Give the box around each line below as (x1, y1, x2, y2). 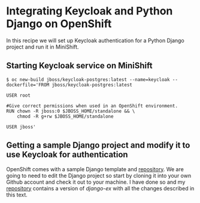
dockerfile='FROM (6, 82, 50, 88)
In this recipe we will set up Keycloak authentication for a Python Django (6, 37, 184, 44)
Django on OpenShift (6, 17, 112, 31)
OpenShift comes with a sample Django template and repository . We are (6, 165, 184, 172)
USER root (6, 92, 31, 98)
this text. (6, 191, 28, 198)
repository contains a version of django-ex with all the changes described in (6, 184, 195, 192)
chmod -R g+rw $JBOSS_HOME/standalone (17, 113, 114, 120)
